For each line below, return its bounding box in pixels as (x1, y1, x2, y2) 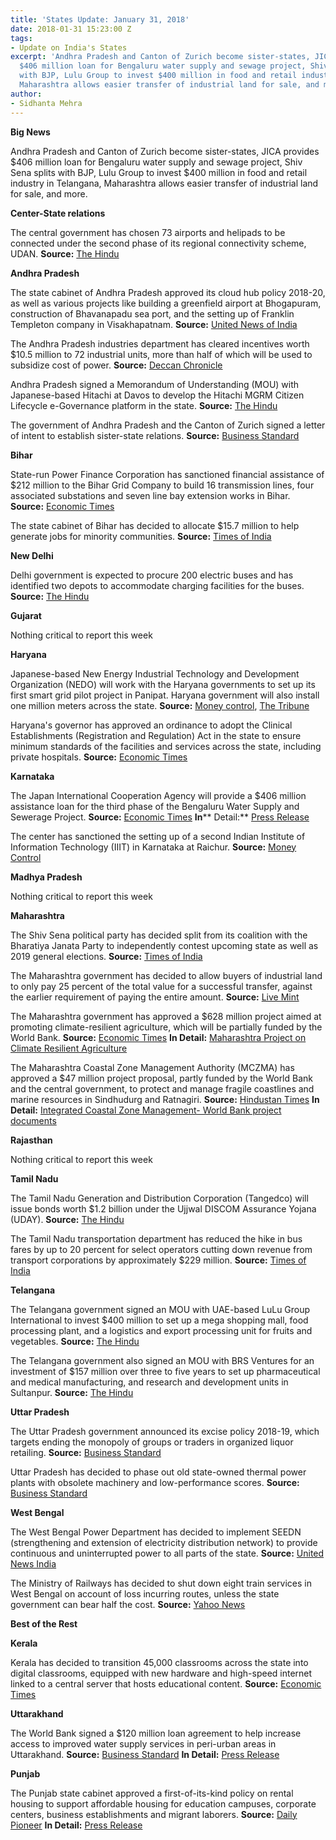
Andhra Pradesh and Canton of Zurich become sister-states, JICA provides (10, 145, 320, 157)
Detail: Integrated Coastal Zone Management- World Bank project (10, 1104, 282, 1116)
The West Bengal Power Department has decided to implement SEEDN (10, 1526, 302, 1538)
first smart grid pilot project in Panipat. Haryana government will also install (10, 689, 320, 701)
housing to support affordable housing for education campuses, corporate (10, 1797, 317, 1810)
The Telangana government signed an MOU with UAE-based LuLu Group (10, 1303, 311, 1315)
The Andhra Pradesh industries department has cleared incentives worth (10, 337, 310, 350)
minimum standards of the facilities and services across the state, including (10, 740, 322, 752)
